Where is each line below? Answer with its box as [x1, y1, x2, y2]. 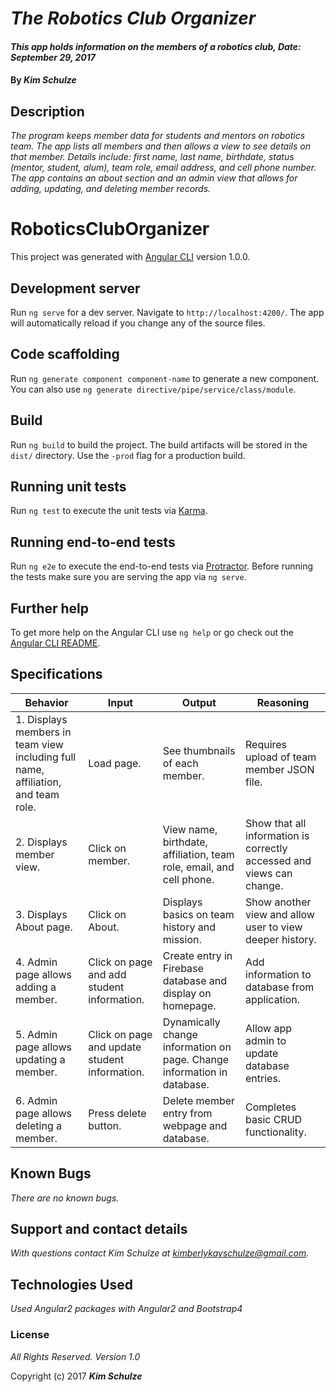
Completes [245, 1100, 297, 1114]
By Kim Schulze [10, 74, 77, 86]
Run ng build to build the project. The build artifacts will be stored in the [10, 438, 308, 451]
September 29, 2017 [10, 51, 96, 63]
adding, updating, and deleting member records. [10, 183, 212, 195]
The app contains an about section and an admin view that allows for [10, 172, 298, 184]
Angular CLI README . [10, 637, 101, 649]
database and [162, 973, 228, 987]
